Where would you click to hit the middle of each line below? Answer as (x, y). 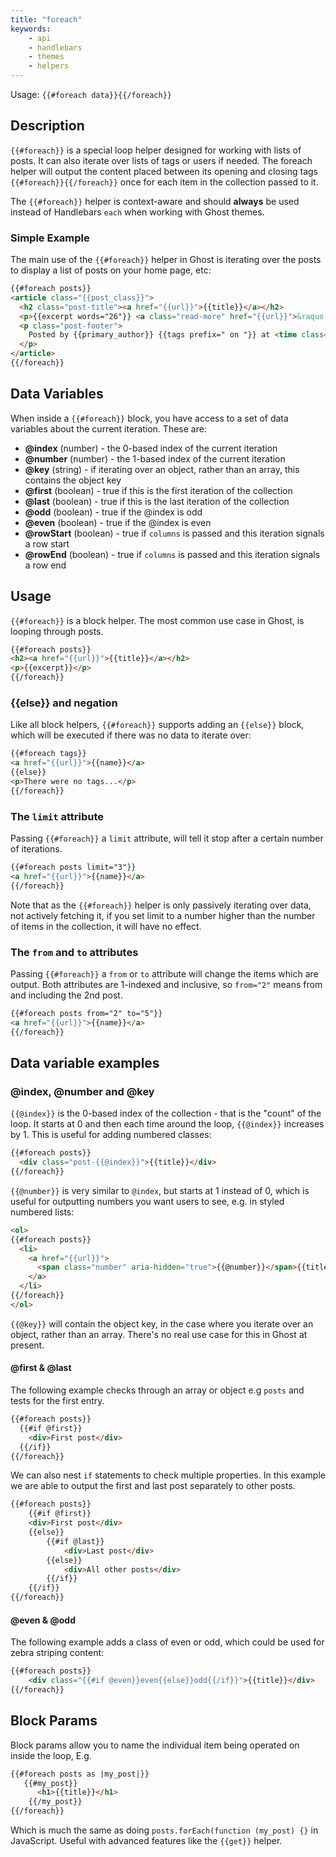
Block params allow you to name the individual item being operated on (155, 1745)
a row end (45, 565)
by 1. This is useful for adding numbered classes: (111, 1135)
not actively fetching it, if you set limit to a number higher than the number (163, 915)
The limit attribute (57, 816)
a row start (47, 543)
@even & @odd (43, 1620)
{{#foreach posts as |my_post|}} (80, 1774)
